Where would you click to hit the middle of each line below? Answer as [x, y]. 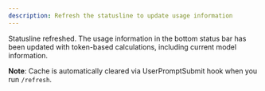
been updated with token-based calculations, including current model [123, 47]
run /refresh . [30, 79]
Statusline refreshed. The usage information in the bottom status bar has [127, 38]
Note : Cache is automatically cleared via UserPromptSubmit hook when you [133, 71]
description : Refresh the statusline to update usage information [121, 16]
